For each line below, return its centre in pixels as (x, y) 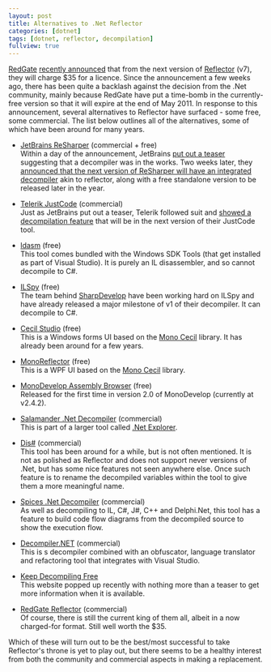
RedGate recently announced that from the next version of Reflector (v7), (130, 69)
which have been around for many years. (77, 130)
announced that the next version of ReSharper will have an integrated (136, 171)
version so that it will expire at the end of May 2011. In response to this (141, 104)
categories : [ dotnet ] (45, 31)
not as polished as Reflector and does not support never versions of (133, 460)
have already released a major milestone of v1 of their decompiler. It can (140, 304)
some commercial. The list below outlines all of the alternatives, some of (129, 121)
